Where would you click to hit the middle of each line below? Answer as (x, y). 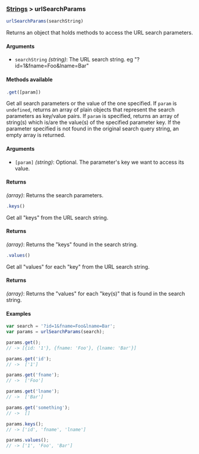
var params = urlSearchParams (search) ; (56, 332)
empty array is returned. (36, 135)
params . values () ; (28, 440)
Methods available (29, 79)
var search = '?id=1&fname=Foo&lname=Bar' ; (61, 326)
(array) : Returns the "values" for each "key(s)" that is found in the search (96, 294)
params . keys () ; (25, 424)
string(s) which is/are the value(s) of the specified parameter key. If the (93, 122)
